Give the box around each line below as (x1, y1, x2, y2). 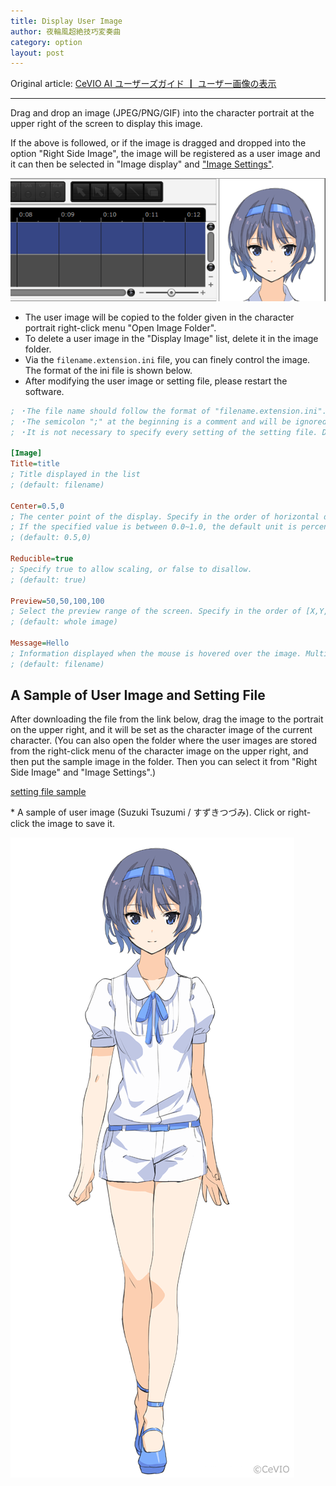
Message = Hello (10, 638, 70, 649)
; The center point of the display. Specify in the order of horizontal (10, 511, 320, 522)
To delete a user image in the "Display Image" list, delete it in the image (24, 332, 319, 344)
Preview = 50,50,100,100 (10, 596, 105, 606)
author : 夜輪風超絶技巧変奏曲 (10, 26, 122, 37)
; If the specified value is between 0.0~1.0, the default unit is (10, 522, 298, 532)
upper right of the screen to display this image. (10, 118, 203, 130)
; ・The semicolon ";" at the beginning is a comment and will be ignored (10, 416, 327, 427)
